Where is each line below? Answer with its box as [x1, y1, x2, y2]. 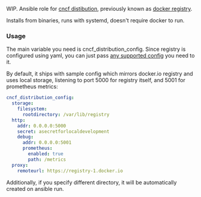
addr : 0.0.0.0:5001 [22, 140, 71, 146]
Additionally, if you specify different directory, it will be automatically [6, 178, 177, 186]
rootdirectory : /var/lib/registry [22, 111, 110, 117]
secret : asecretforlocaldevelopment [17, 128, 110, 135]
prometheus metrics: [6, 83, 59, 90]
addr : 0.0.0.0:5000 [17, 123, 67, 129]
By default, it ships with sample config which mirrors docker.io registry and [6, 70, 194, 77]
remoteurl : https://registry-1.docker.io [17, 167, 123, 174]
